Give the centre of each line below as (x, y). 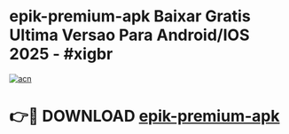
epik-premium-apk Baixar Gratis (130, 16)
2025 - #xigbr (61, 54)
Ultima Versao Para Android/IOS (129, 35)
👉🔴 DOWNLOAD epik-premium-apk (144, 116)
